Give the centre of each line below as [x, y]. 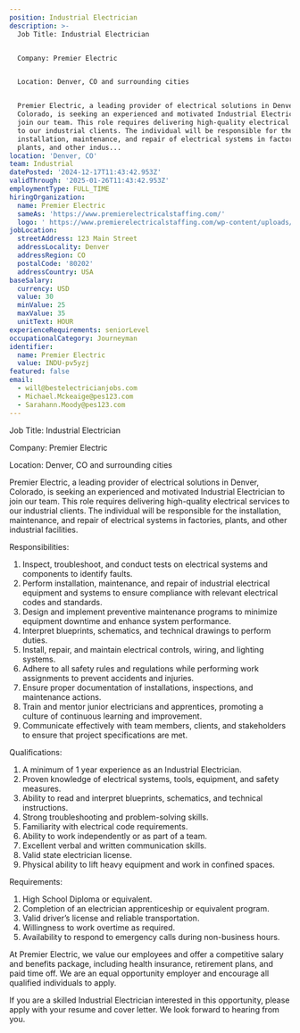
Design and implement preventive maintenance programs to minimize [150, 612]
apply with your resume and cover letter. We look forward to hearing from [144, 1009]
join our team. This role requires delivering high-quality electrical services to [150, 501]
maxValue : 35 [42, 313]
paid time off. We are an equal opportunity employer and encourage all [139, 973]
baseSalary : [31, 280]
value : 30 [35, 297]
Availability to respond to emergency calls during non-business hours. [151, 937]
